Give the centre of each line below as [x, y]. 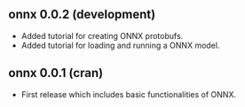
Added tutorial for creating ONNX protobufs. [102, 35]
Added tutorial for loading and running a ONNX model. [120, 45]
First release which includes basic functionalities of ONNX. [129, 94]
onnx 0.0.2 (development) [82, 15]
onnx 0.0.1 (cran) [56, 73]
